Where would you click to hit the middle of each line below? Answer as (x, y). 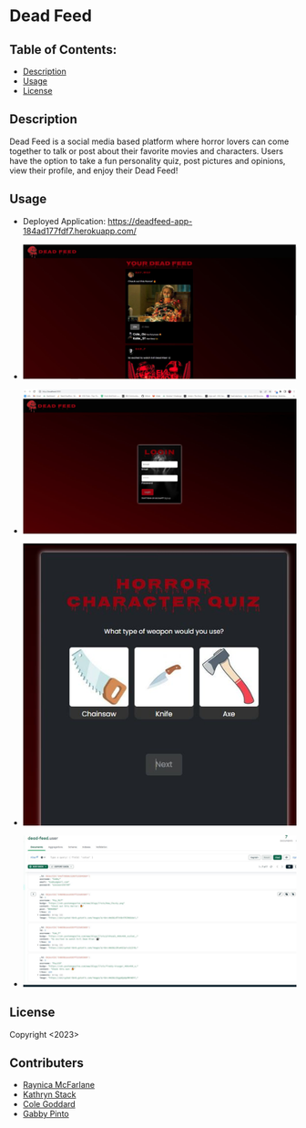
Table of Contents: (63, 50)
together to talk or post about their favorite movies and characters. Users (147, 150)
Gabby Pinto (46, 1114)
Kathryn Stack (49, 1094)
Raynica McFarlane (59, 1085)
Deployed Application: (64, 221)
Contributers (47, 1063)
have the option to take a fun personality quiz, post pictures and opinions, (148, 160)
